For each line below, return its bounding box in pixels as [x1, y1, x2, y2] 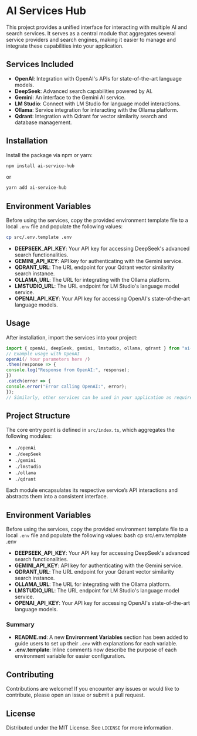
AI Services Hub [6, 4, 87, 18]
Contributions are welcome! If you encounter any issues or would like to [6, 685, 180, 692]
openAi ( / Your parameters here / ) [6, 356, 91, 362]
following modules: [6, 432, 52, 439]
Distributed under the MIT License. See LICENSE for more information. [6, 724, 173, 731]
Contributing [6, 670, 54, 680]
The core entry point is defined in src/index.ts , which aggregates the [6, 427, 175, 434]
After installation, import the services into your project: [6, 334, 138, 341]
